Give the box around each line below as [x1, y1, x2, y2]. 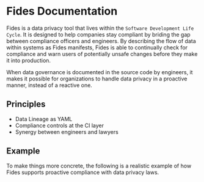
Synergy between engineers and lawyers [15, 128, 119, 135]
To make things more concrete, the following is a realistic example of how [6, 162, 192, 169]
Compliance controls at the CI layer [15, 122, 104, 129]
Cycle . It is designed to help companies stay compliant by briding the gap [6, 30, 191, 38]
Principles [6, 99, 46, 110]
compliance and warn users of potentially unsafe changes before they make [6, 50, 198, 57]
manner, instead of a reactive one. [6, 81, 93, 89]
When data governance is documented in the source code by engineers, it [6, 68, 194, 75]
